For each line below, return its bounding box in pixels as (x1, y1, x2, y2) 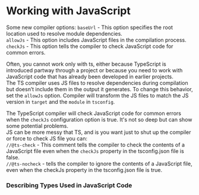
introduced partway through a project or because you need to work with (6, 66, 183, 73)
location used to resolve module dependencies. (6, 30, 123, 37)
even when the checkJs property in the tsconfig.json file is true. (6, 166, 162, 173)
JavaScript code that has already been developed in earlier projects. (6, 73, 174, 80)
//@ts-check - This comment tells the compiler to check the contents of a (6, 141, 185, 148)
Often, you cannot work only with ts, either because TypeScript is (6, 60, 166, 68)
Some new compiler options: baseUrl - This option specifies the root (6, 24, 173, 31)
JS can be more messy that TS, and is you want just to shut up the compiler (6, 129, 191, 136)
